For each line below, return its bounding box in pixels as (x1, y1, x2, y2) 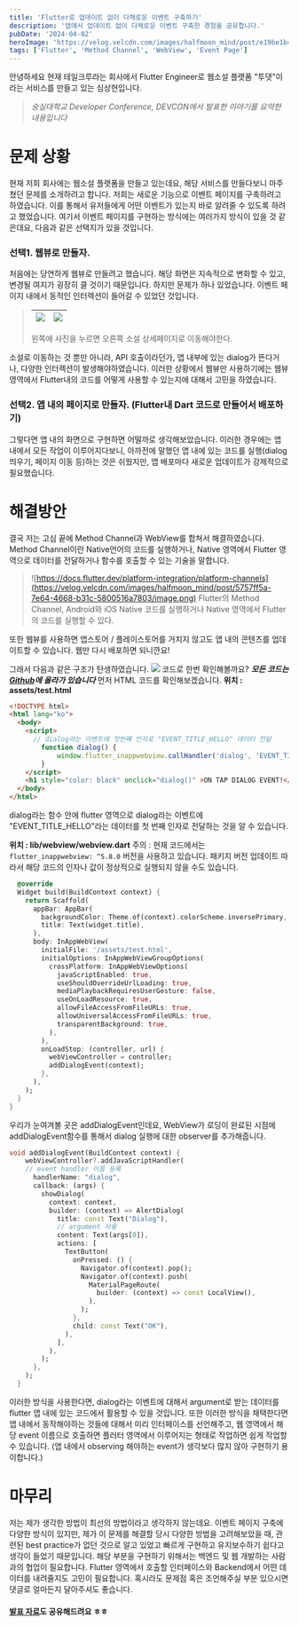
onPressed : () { (72, 1255, 133, 1265)
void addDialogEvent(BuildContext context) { (9, 1148, 180, 1157)
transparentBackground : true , (56, 1020, 169, 1029)
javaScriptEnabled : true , (56, 970, 153, 979)
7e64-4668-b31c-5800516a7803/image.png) (30, 592, 197, 603)
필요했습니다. (9, 467, 55, 477)
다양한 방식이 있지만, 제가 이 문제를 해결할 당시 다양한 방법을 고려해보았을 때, (9, 1528, 274, 1539)
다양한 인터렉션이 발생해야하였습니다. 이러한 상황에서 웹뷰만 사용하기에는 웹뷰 (20, 363, 289, 374)
